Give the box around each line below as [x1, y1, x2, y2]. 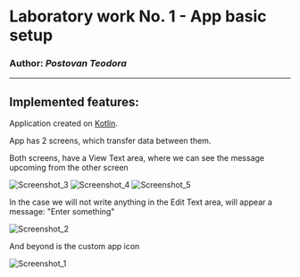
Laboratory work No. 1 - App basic [9, 6, 267, 27]
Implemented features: [9, 94, 140, 109]
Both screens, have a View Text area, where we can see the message [9, 153, 265, 164]
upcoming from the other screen [9, 163, 129, 173]
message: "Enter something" [9, 206, 115, 217]
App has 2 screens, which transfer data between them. [9, 136, 212, 147]
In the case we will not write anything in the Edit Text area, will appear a [9, 197, 272, 207]
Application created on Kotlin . [9, 118, 119, 129]
